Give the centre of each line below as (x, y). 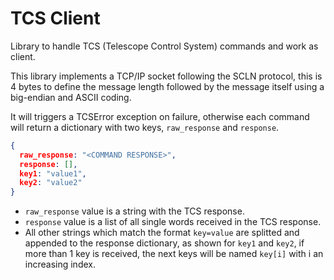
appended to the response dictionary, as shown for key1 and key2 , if (164, 243)
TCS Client (55, 18)
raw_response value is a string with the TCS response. (134, 211)
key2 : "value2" (51, 183)
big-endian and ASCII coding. (71, 97)
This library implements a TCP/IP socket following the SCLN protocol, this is (166, 76)
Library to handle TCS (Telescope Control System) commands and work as (164, 46)
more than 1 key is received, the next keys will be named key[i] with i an (174, 254)
